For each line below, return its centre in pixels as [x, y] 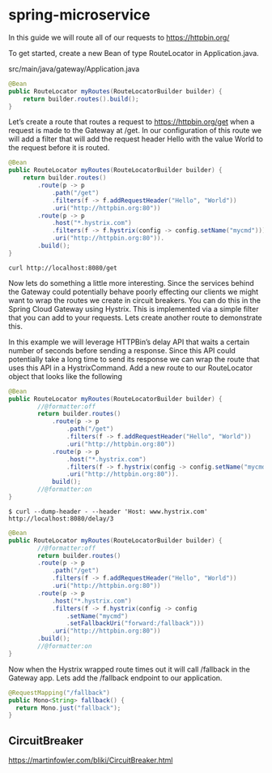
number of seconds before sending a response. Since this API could [122, 350]
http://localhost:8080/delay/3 [61, 518]
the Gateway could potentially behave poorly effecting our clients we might [134, 291]
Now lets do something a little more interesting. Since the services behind [131, 283]
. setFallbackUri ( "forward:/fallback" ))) [135, 624]
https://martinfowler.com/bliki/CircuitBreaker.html [91, 760]
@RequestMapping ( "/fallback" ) [59, 693]
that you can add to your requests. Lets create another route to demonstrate [135, 317]
